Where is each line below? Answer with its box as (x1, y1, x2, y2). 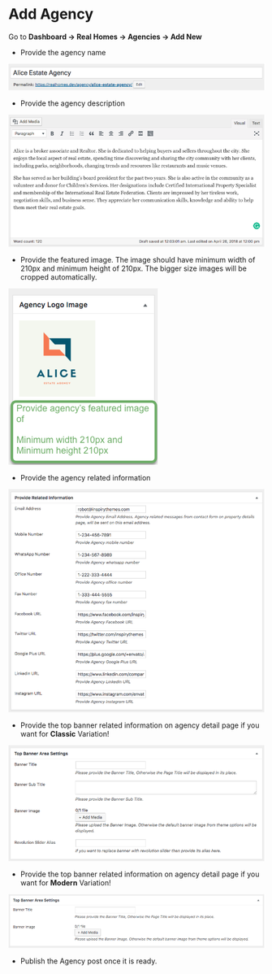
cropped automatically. (19, 272, 97, 281)
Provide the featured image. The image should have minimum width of (19, 255, 256, 264)
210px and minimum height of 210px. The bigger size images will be (19, 263, 248, 273)
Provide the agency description (19, 98, 126, 108)
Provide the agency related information (19, 473, 151, 482)
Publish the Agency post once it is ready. (19, 956, 158, 966)
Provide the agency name (19, 47, 106, 57)
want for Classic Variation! (19, 729, 110, 739)
